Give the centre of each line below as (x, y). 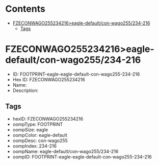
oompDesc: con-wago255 (40, 140)
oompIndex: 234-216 (35, 146)
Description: (25, 90)
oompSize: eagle (30, 129)
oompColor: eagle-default (40, 135)
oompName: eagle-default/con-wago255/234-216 (65, 151)
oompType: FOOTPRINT (38, 124)
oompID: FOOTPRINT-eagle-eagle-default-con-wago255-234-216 (82, 157)
